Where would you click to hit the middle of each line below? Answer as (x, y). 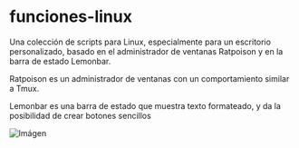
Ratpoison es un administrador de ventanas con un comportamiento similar (149, 78)
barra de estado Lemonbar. (60, 61)
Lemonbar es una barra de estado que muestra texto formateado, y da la (145, 105)
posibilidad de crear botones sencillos (80, 115)
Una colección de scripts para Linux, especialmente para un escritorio (140, 42)
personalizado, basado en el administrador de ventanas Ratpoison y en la (146, 51)
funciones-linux (71, 17)
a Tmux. (24, 88)
